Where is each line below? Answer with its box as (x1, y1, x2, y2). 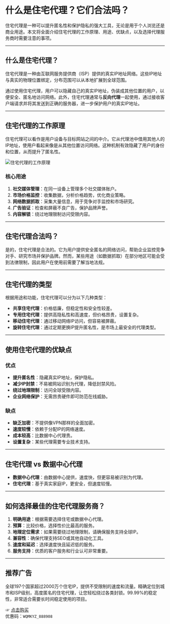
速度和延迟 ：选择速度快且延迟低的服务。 (12, 541, 97, 548)
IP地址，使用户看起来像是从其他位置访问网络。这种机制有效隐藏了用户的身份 (5, 142, 164, 148)
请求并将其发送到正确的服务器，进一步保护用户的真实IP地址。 (14, 100, 143, 107)
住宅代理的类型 (5, 280, 52, 289)
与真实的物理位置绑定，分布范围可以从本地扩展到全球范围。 (5, 77, 130, 83)
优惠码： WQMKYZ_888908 (5, 613, 53, 619)
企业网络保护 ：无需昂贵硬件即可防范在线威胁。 (12, 394, 110, 400)
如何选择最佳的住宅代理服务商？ (5, 502, 105, 510)
